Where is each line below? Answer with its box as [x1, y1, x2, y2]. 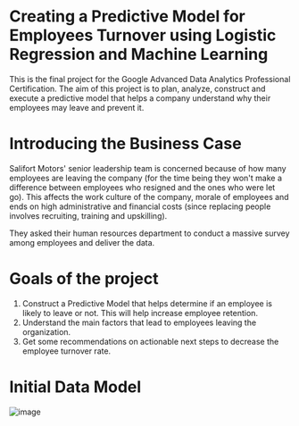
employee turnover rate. [21, 346, 112, 356]
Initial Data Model [9, 377, 142, 397]
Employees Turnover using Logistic [9, 25, 277, 46]
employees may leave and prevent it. [9, 102, 145, 113]
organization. [21, 326, 71, 337]
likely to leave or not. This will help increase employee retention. [21, 307, 259, 318]
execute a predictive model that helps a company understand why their [9, 92, 271, 104]
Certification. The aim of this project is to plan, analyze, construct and [9, 83, 266, 94]
